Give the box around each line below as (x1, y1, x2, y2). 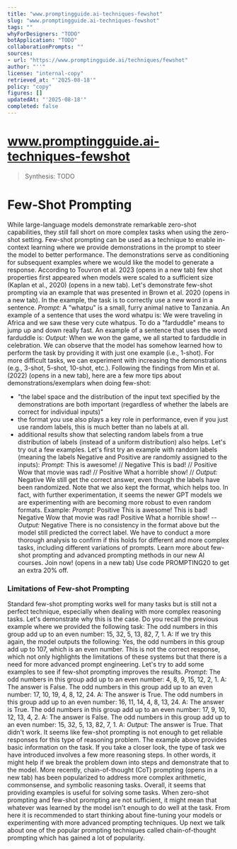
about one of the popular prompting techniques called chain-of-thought (7, 826, 216, 835)
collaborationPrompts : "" (7, 43, 83, 50)
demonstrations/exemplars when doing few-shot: (7, 378, 151, 387)
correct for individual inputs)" (17, 407, 104, 416)
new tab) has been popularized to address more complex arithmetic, (7, 773, 207, 782)
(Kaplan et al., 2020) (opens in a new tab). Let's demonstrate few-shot (7, 280, 213, 289)
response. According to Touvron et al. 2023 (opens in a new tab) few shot (7, 265, 223, 274)
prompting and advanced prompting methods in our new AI (32, 551, 205, 559)
